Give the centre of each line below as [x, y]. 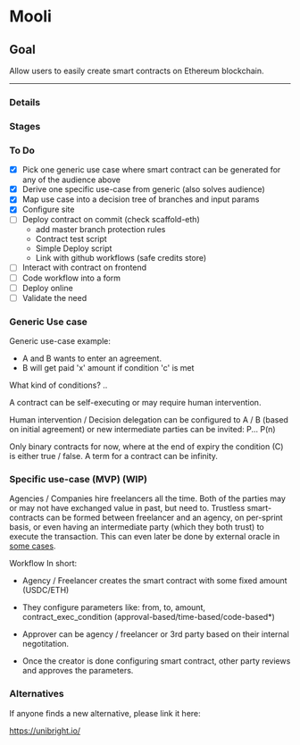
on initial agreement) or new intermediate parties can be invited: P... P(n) [142, 429]
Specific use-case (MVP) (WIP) [78, 479]
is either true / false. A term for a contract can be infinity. [114, 456]
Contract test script [71, 239]
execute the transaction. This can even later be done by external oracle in [145, 537]
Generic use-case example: [60, 341]
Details [25, 102]
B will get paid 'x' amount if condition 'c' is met [108, 368]
